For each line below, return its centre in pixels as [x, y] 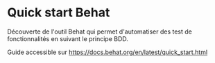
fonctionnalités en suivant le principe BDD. [68, 38]
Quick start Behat [59, 13]
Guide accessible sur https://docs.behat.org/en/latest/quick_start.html [108, 52]
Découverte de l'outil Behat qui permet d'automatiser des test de [100, 32]
